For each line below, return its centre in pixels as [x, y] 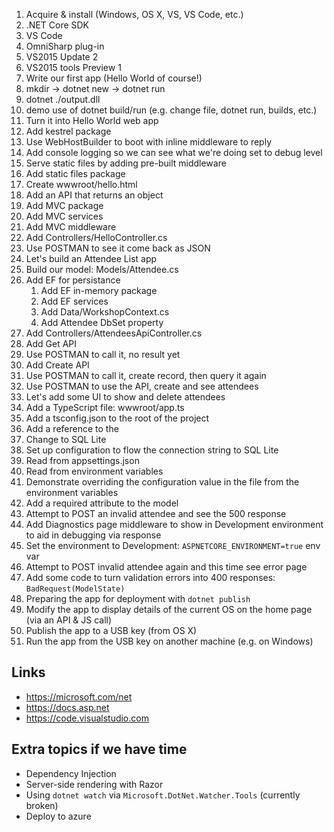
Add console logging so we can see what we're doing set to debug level [174, 152]
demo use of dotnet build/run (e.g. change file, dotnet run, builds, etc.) [171, 110]
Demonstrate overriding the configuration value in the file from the [162, 482]
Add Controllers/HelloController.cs [96, 237]
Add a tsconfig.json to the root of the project [117, 418]
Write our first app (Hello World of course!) [114, 78]
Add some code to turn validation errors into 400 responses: [150, 577]
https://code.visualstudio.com [87, 718]
